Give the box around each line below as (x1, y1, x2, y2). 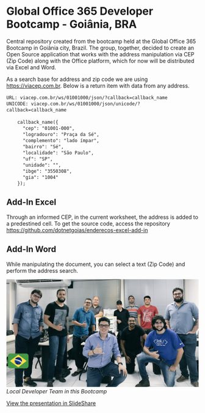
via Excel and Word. (6, 63, 57, 71)
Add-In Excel (6, 197, 57, 208)
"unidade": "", (22, 162, 62, 168)
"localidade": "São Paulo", (22, 150, 95, 156)
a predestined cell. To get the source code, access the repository (6, 219, 171, 227)
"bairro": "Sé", (22, 143, 64, 150)
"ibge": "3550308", (22, 168, 72, 174)
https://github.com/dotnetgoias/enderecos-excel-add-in (6, 226, 148, 233)
